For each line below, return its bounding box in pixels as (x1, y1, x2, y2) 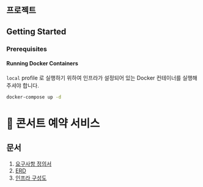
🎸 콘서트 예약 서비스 (6, 116, 100, 130)
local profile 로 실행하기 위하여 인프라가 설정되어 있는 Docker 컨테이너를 (6, 74, 182, 81)
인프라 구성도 (15, 174, 47, 182)
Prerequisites (6, 45, 47, 53)
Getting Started (6, 26, 67, 37)
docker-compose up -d (6, 94, 62, 100)
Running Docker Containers (6, 60, 78, 67)
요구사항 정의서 (15, 160, 52, 167)
